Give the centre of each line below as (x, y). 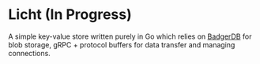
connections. (30, 53)
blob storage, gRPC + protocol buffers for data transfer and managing (122, 44)
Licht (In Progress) (70, 15)
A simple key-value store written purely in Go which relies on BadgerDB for (130, 36)
